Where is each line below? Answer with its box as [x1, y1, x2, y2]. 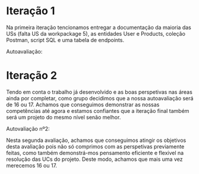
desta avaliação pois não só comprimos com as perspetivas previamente [6, 143, 185, 150]
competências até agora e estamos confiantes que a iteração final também [6, 107, 189, 114]
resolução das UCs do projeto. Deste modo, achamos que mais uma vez [6, 156, 183, 163]
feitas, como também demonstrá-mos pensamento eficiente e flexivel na [6, 149, 184, 156]
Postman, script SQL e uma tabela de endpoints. [6, 36, 125, 43]
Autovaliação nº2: [6, 125, 50, 132]
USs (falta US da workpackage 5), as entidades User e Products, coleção [6, 30, 186, 37]
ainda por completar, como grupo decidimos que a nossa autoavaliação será [6, 94, 194, 102]
